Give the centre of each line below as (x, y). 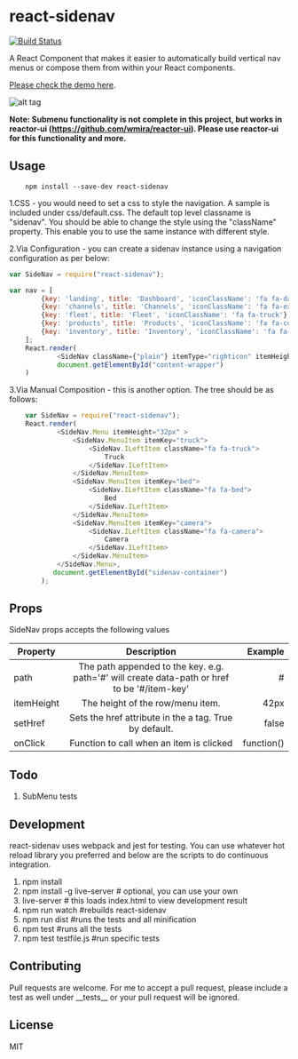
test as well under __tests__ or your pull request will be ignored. (125, 997)
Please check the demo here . (63, 84)
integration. (30, 864)
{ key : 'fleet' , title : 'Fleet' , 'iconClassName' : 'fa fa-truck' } (165, 315)
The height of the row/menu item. (151, 704)
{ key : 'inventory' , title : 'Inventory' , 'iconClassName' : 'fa (158, 331)
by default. (151, 729)
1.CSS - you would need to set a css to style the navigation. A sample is (140, 203)
